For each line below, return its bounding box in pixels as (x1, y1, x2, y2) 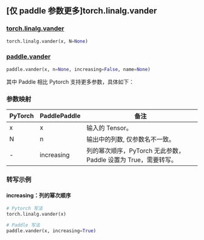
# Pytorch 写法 (6, 205, 43, 211)
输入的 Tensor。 (86, 124, 132, 132)
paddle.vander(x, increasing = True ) (6, 227, 97, 234)
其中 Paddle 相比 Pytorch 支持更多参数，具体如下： (6, 78, 135, 85)
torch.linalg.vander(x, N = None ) (6, 38, 88, 44)
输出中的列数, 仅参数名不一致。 (86, 135, 175, 144)
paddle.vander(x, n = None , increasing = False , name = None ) (6, 66, 151, 72)
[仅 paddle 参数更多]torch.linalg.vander (6, 5, 157, 16)
